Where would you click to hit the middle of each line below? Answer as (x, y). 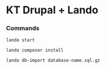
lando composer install (35, 50)
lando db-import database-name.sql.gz (53, 61)
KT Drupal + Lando (52, 10)
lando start (20, 40)
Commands (23, 28)
